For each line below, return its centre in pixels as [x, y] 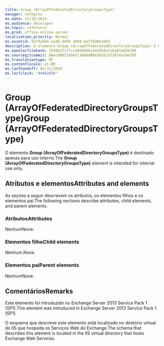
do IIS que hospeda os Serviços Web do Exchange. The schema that [73, 328]
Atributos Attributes [29, 218]
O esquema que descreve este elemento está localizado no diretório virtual [81, 323]
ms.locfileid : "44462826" [31, 73]
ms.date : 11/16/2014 [26, 19]
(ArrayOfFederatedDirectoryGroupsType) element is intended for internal [80, 163]
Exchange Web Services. [30, 339]
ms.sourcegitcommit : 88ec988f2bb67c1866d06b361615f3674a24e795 [71, 55]
